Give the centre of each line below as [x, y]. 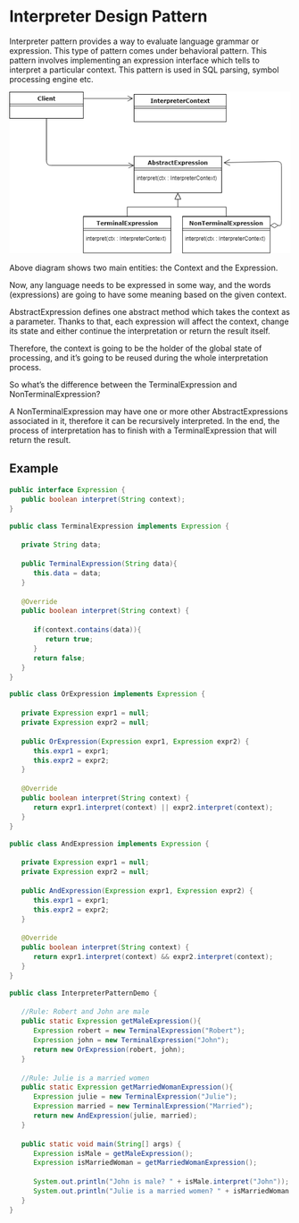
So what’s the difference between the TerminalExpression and [123, 385]
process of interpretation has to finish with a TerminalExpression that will [143, 430]
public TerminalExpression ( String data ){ [99, 564]
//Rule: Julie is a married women [85, 1078]
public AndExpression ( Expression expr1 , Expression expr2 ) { [137, 891]
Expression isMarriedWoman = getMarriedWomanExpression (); [145, 1163]
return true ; [69, 640]
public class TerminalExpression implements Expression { [119, 526]
